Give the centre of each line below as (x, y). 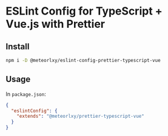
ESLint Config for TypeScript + (84, 11)
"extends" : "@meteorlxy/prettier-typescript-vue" (81, 117)
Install (18, 46)
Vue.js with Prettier (55, 24)
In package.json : (26, 94)
